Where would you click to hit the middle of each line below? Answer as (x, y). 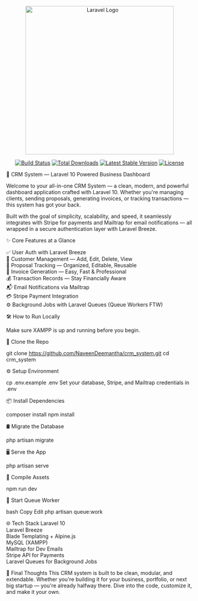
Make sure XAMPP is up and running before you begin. (73, 330)
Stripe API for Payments (35, 555)
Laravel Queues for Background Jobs (52, 562)
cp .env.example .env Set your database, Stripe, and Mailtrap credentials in (98, 382)
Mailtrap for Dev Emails (35, 549)
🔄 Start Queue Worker (33, 500)
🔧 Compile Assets (28, 477)
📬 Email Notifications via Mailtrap (48, 287)
